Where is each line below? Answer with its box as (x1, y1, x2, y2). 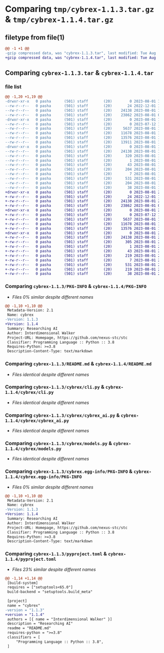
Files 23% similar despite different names (12, 566, 96, 572)
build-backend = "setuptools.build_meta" (7, 590, 93, 594)
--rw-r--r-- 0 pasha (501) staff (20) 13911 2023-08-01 (5, 140, 156, 145)
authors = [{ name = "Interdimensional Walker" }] (7, 616, 112, 622)
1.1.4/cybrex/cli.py (5, 389, 54, 395)
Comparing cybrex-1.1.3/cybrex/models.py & (5, 440, 112, 447)
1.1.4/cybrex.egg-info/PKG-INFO (5, 474, 82, 480)
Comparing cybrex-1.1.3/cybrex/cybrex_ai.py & (5, 411, 120, 418)
